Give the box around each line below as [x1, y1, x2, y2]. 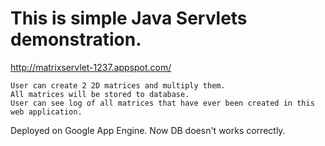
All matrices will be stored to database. [10, 89, 190, 99]
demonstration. [10, 28, 142, 51]
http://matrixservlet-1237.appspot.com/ [10, 61, 172, 73]
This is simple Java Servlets [10, 7, 248, 30]
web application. [10, 107, 83, 117]
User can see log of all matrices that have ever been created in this [10, 98, 315, 108]
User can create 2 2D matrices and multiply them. [10, 80, 226, 91]
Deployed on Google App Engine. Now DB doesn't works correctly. [10, 124, 286, 136]
